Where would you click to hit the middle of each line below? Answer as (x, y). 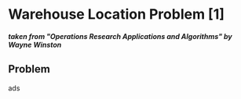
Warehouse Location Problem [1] (117, 14)
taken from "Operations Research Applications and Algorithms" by (120, 36)
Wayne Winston (35, 44)
